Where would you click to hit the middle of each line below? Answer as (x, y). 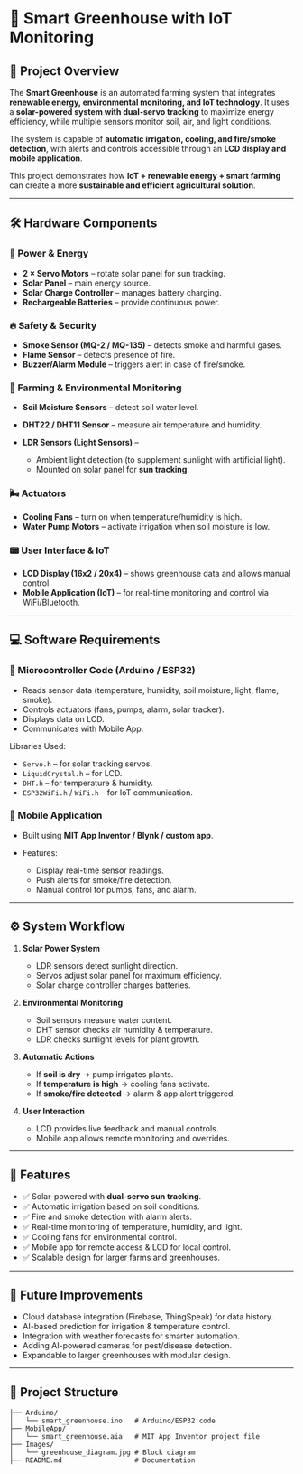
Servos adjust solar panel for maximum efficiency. (129, 975)
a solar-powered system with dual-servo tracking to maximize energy (142, 112)
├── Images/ (32, 1445)
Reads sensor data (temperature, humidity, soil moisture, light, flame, (151, 690)
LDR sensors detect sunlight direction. (107, 965)
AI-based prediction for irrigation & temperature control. (126, 1327)
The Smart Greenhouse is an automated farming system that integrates (142, 93)
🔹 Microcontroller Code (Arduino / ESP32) (102, 671)
